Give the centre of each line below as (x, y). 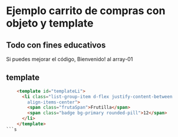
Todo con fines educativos (56, 45)
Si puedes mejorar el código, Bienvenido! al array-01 (70, 59)
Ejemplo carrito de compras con (86, 11)
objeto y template (50, 23)
